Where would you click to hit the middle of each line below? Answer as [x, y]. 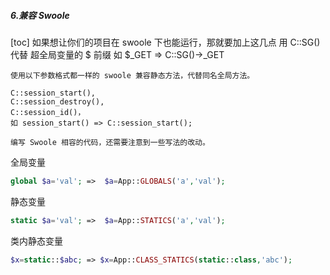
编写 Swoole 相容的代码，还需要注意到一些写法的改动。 [110, 142]
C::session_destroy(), [57, 101]
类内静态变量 [36, 241]
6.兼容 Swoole [40, 15]
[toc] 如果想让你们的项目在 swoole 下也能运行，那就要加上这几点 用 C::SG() [165, 42]
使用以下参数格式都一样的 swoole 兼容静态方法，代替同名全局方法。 [132, 75]
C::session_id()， [48, 112]
